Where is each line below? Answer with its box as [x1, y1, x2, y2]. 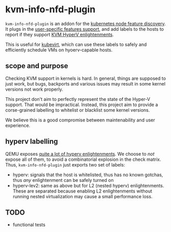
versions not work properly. [5, 86, 63, 92]
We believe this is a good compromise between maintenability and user [5, 117, 155, 123]
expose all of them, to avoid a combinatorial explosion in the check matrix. [5, 156, 162, 162]
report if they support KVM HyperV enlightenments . [5, 31, 114, 37]
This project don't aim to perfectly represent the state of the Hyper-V [5, 96, 151, 102]
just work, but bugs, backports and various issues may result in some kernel [5, 80, 166, 87]
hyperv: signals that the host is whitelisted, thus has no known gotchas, [12, 172, 163, 178]
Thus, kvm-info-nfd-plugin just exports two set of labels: [5, 161, 125, 167]
